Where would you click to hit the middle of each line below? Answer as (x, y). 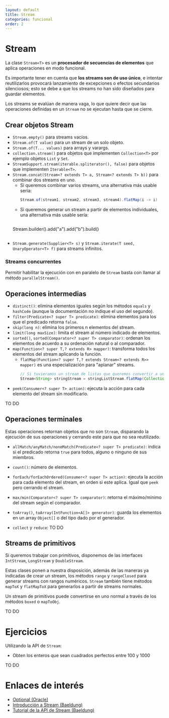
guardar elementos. (26, 94)
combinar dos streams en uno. (44, 180)
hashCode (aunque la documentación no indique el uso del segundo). (83, 311)
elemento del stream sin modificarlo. (50, 394)
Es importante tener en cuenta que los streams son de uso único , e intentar (84, 78)
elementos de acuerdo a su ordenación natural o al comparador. (79, 343)
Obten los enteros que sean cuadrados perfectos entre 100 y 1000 (81, 656)
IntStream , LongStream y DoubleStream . (45, 561)
